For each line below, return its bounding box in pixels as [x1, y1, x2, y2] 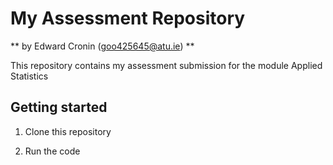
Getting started [10, 99, 108, 116]
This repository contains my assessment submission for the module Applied [10, 59, 323, 71]
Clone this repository [24, 125, 112, 137]
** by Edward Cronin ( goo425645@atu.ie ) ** [10, 40, 195, 52]
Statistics [10, 70, 49, 82]
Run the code [24, 145, 81, 157]
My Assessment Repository [10, 7, 246, 30]
